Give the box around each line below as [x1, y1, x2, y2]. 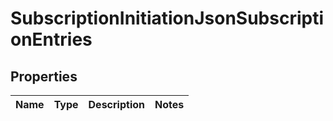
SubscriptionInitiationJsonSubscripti [10, 7, 325, 30]
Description [88, 98, 145, 111]
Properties [10, 68, 78, 85]
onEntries [10, 28, 93, 51]
